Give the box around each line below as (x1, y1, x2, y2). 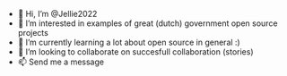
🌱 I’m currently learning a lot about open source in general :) (17, 37, 240, 47)
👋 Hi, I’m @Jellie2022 (17, 9, 98, 19)
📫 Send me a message (17, 56, 105, 67)
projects (17, 28, 49, 38)
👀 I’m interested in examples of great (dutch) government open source (17, 18, 278, 29)
